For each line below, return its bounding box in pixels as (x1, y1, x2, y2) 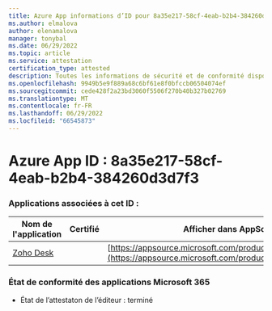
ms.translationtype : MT (8, 95, 89, 103)
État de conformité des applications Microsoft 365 (8, 276, 210, 288)
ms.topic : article (8, 49, 70, 57)
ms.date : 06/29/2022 (8, 42, 79, 50)
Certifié (69, 224, 100, 235)
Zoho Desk (12, 247, 54, 258)
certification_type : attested (8, 65, 111, 73)
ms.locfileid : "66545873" (8, 117, 96, 125)
